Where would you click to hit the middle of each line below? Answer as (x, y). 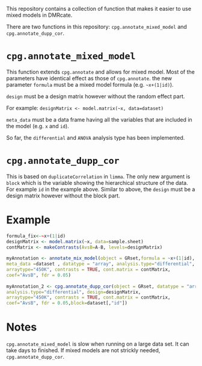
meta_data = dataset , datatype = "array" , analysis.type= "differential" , (101, 264)
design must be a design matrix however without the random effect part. (96, 96)
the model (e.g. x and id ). (38, 126)
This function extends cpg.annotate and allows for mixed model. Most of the (101, 72)
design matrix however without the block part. (63, 196)
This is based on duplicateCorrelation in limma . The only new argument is (98, 176)
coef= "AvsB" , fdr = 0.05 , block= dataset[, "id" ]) (67, 303)
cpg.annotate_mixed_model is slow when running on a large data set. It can (98, 344)
